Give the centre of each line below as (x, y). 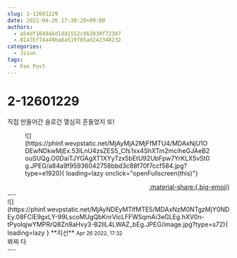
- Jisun (25, 54)
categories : (25, 47)
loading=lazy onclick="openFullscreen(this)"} (132, 173)
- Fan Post (30, 66)
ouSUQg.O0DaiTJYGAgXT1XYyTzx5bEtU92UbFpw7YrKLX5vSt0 (117, 158)
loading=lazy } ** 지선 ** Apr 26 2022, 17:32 (65, 233)
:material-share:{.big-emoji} (189, 187)
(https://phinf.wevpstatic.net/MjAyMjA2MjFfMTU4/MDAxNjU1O (116, 143)
